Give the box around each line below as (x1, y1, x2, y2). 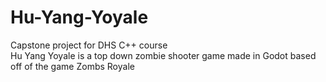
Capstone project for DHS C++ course (10, 39, 168, 51)
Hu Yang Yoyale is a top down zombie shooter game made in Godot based (10, 49, 317, 61)
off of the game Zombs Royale (10, 60, 135, 72)
